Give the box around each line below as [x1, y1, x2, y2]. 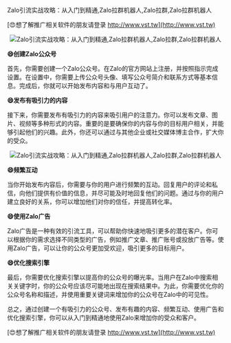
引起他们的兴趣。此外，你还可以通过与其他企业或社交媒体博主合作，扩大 [12, 128, 218, 136]
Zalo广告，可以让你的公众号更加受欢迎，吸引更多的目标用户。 [12, 244, 188, 252]
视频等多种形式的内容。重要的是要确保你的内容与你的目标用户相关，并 [19, 120, 218, 127]
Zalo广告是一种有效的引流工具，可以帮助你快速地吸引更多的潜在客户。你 [7, 227, 212, 235]
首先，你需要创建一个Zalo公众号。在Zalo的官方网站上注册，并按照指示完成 [7, 65, 219, 72]
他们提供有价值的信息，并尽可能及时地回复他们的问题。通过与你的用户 [25, 189, 224, 197]
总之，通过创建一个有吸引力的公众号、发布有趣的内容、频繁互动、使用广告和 [7, 305, 224, 313]
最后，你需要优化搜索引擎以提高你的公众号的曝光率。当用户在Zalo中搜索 [7, 274, 212, 281]
